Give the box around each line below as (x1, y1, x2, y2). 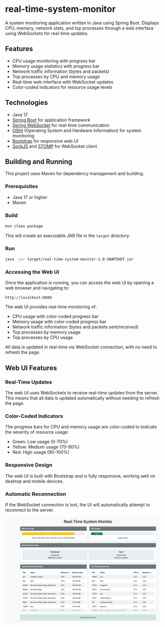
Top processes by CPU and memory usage (12, 73, 100, 80)
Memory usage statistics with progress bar (12, 63, 100, 69)
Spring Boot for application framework (12, 117, 90, 123)
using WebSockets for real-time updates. (5, 30, 89, 36)
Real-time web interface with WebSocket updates (12, 79, 114, 85)
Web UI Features (5, 364, 57, 372)
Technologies (5, 98, 48, 107)
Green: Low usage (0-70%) (12, 439, 68, 445)
